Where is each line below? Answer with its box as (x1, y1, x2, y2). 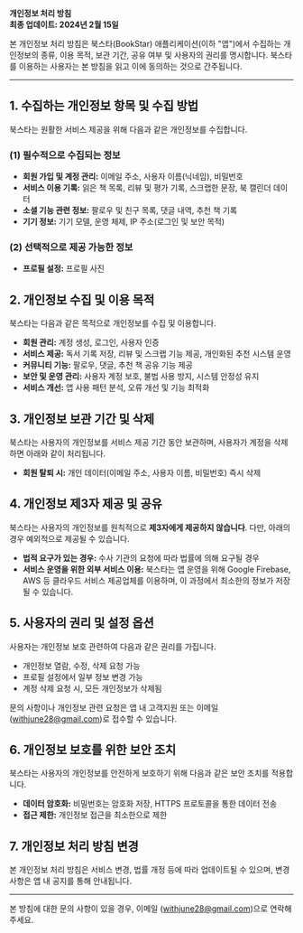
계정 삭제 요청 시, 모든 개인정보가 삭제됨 (22, 683, 162, 694)
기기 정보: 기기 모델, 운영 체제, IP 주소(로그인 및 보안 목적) (22, 216, 225, 228)
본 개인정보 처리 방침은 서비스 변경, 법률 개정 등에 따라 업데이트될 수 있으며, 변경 (9, 864, 290, 875)
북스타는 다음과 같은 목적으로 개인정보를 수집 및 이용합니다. (9, 318, 216, 329)
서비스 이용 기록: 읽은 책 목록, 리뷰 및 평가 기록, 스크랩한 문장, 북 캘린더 (22, 182, 272, 193)
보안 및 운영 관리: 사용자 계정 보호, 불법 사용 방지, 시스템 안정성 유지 (22, 371, 260, 382)
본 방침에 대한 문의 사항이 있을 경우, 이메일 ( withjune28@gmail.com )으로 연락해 (9, 903, 292, 914)
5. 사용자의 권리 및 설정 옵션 (9, 615, 155, 630)
